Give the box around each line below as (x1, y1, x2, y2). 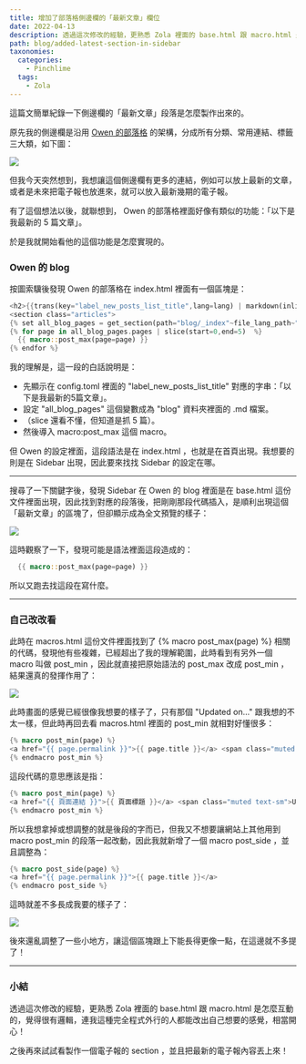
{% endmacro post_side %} (9, 881, 107, 891)
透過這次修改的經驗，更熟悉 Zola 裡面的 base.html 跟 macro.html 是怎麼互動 (9, 1003, 294, 1014)
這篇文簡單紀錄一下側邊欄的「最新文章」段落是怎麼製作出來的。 (9, 107, 249, 118)
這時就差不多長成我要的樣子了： (9, 899, 129, 910)
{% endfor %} (9, 343, 59, 353)
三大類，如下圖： (9, 138, 74, 148)
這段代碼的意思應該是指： (9, 771, 106, 782)
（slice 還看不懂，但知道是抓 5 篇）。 (22, 415, 160, 426)
